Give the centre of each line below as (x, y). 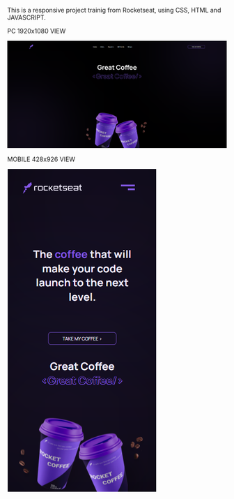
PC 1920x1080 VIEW (37, 31)
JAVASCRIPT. (27, 17)
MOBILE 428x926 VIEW (41, 159)
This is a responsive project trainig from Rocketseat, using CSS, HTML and (114, 10)
